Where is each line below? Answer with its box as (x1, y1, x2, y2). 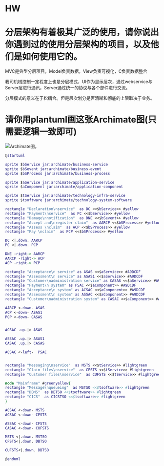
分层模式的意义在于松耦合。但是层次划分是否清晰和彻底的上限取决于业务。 (5, 95, 155, 101)
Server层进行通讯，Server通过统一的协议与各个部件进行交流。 (5, 85, 130, 91)
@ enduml (5, 457, 21, 462)
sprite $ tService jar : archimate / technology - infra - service (5, 193, 125, 198)
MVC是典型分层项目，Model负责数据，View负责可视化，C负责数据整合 (5, 68, 147, 74)
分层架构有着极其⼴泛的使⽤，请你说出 (5, 27, 160, 38)
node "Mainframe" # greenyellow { (5, 381, 71, 386)
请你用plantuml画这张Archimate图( (5, 114, 148, 125)
